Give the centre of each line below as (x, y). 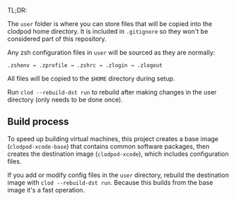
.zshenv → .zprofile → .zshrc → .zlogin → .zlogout (85, 66)
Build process (38, 122)
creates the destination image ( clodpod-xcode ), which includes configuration (118, 154)
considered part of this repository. (57, 39)
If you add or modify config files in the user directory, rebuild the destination (118, 175)
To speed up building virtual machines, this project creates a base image (113, 139)
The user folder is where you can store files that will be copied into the (110, 24)
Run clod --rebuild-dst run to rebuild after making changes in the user (112, 92)
